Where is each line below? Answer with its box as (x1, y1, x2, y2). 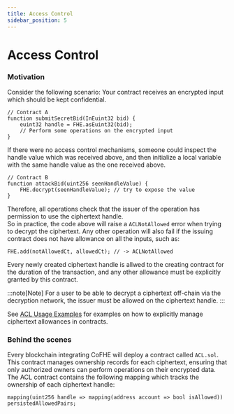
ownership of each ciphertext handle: (7, 380, 115, 389)
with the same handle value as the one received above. (7, 160, 166, 169)
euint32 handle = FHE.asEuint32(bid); (20, 120, 133, 128)
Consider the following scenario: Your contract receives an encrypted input (7, 88, 224, 96)
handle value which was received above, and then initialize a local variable (7, 153, 221, 161)
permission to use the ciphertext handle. (7, 212, 124, 221)
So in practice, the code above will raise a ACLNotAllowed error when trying (7, 219, 221, 228)
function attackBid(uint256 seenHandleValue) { (7, 180, 149, 187)
